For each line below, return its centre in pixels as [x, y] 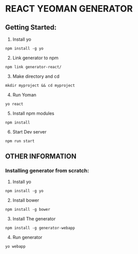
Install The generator [34, 218]
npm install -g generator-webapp [40, 228]
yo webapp [16, 246]
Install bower [26, 200]
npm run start [20, 141]
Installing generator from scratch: [47, 171]
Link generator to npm [35, 58]
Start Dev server [29, 132]
